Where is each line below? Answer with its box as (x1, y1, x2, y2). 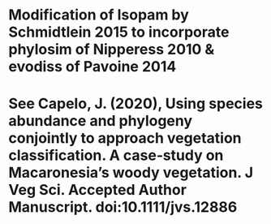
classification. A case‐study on (8, 146, 224, 165)
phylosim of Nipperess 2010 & (8, 41, 215, 58)
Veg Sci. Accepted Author (8, 181, 187, 200)
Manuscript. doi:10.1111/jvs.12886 (8, 198, 238, 217)
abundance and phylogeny (8, 112, 193, 131)
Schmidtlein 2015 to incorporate (8, 23, 230, 41)
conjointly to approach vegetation (8, 129, 242, 148)
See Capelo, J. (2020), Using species (8, 95, 264, 113)
